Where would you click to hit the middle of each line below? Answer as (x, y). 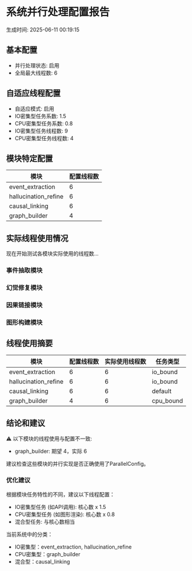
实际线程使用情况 (37, 238)
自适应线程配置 (33, 93)
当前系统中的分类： (30, 534)
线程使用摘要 (30, 343)
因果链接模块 (25, 305)
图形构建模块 (25, 322)
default (162, 391)
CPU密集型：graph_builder (48, 554)
